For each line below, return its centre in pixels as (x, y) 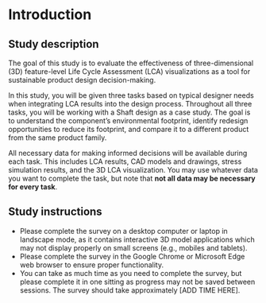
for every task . (33, 187)
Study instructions (55, 212)
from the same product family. (58, 138)
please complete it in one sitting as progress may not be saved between (137, 282)
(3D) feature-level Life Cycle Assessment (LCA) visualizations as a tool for (129, 72)
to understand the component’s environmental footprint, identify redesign (128, 120)
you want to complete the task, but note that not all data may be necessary (132, 178)
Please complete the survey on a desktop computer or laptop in (123, 231)
